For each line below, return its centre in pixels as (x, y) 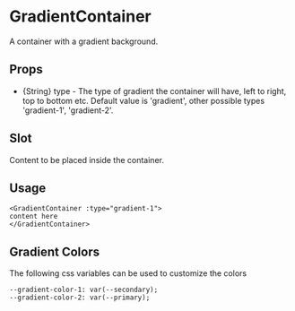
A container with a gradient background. (84, 41)
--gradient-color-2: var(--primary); (80, 298)
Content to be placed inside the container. (87, 160)
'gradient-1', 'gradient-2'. (68, 110)
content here (34, 217)
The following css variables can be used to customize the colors (128, 273)
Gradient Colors (55, 251)
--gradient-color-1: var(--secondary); (84, 290)
